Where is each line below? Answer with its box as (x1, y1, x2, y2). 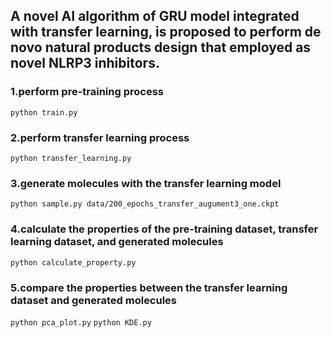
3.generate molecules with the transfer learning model (10, 176, 282, 190)
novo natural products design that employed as (10, 39, 312, 56)
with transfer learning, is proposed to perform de (10, 24, 322, 41)
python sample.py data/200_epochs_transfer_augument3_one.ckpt (10, 199, 280, 209)
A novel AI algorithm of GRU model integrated (10, 8, 300, 25)
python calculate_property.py (10, 257, 137, 268)
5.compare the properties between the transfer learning (10, 280, 288, 294)
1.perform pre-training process (10, 85, 164, 99)
